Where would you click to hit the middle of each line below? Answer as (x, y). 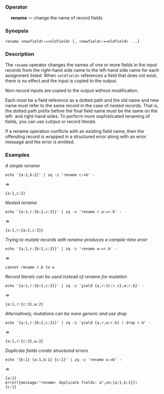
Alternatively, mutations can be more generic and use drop (66, 314)
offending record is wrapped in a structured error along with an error (76, 136)
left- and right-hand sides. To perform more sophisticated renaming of (77, 116)
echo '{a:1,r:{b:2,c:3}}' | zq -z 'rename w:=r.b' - (61, 249)
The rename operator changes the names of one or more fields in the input (81, 65)
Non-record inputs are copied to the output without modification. (72, 90)
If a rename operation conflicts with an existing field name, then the (74, 131)
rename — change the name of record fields (56, 18)
